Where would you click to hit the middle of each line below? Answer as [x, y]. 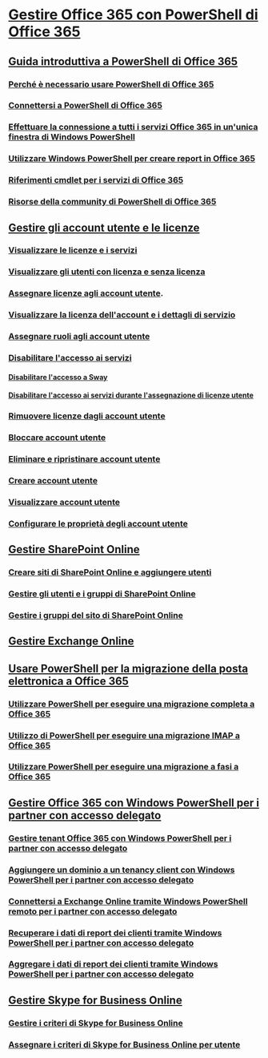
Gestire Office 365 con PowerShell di [133, 15]
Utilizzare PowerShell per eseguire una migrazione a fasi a [124, 767]
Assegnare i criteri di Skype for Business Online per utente [124, 1044]
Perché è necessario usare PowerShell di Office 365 [111, 84]
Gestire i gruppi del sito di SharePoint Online [96, 615]
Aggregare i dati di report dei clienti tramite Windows [113, 964]
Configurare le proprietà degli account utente [98, 523]
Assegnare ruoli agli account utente [79, 337]
